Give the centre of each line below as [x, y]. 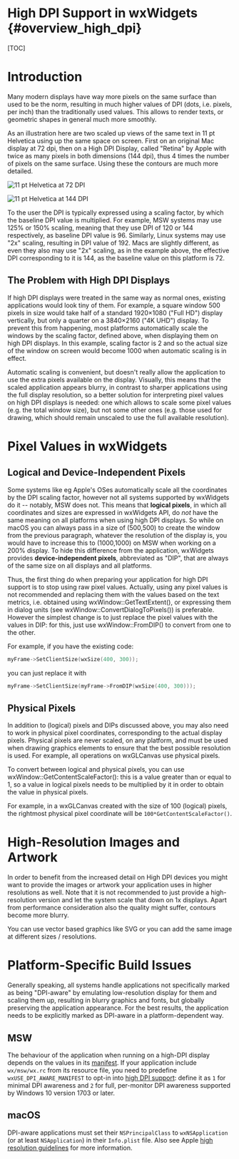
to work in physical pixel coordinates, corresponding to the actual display [115, 733]
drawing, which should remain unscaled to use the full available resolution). [118, 417]
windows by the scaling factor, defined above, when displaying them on [113, 335]
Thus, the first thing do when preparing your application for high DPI [108, 579]
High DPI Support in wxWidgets [103, 13]
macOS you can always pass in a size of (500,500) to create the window [114, 527]
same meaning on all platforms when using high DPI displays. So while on [115, 520]
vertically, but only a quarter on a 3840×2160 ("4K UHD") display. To [108, 320]
